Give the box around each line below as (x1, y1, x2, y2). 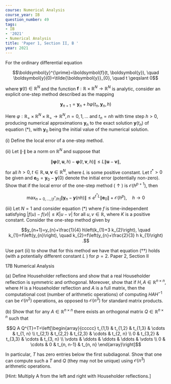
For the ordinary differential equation (5, 59, 83, 65)
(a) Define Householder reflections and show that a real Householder (5, 273, 151, 279)
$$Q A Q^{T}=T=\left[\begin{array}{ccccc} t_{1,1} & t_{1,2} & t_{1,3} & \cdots (6, 325, 165, 331)
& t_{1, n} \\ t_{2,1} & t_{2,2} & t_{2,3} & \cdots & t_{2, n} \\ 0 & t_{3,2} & (12, 330, 159, 337)
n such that (5, 314, 29, 321)
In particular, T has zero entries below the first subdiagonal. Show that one (5, 351, 162, 357)
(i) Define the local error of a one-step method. (5, 137, 104, 143)
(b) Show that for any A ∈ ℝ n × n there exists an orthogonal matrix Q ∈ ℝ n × (5, 307, 164, 315)
